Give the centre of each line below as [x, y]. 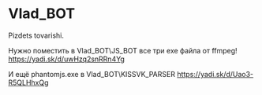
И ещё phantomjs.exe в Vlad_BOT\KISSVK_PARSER [92, 74]
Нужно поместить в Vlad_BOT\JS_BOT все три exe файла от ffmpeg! [123, 50]
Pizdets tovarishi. [36, 35]
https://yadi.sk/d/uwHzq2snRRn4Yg [66, 59]
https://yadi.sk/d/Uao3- [215, 74]
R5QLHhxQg [28, 82]
